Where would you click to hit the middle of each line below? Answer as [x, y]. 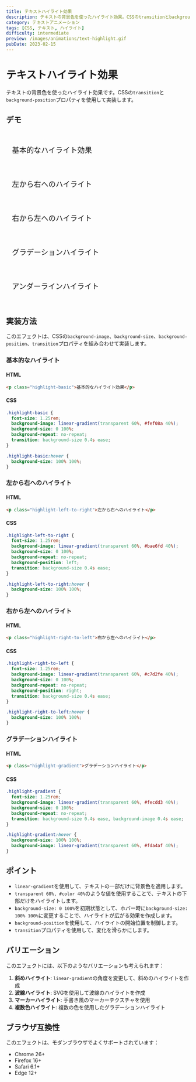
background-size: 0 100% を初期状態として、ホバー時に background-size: [101, 908]
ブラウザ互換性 [33, 1027]
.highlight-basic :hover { [37, 456]
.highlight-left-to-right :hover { [48, 584]
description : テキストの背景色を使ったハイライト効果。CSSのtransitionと [88, 17]
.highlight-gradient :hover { [41, 835]
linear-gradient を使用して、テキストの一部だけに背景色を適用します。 [100, 886]
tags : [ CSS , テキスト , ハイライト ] [45, 28]
